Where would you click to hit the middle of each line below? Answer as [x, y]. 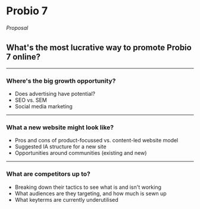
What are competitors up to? [48, 174]
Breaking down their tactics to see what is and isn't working [88, 187]
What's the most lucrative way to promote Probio [99, 48]
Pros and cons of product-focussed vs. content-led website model [96, 141]
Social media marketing [43, 107]
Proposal [17, 27]
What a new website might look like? [60, 127]
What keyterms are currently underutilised [67, 199]
